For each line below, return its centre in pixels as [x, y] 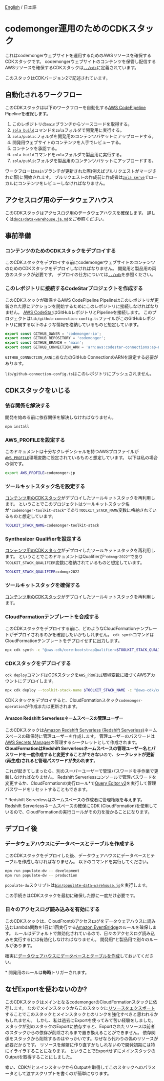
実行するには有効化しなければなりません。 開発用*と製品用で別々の [82, 939]
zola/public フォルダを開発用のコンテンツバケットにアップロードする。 [84, 136]
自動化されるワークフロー [43, 95]
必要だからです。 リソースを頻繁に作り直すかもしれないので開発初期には [78, 1044]
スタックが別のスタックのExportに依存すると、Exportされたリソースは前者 [80, 1026]
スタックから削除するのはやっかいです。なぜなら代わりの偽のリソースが [86, 1039]
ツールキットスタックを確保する [43, 585]
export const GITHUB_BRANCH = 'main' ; [44, 343]
